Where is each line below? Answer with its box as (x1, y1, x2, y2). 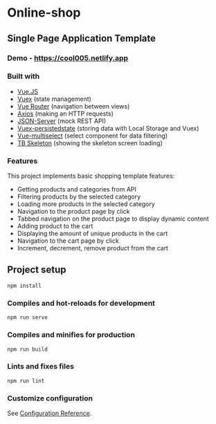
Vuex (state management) (17, 95, 92, 103)
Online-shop (7, 5, 81, 21)
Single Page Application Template (7, 33, 156, 44)
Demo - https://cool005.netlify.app (7, 53, 129, 63)
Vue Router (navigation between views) (17, 102, 130, 110)
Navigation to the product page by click (17, 208, 130, 216)
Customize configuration (7, 393, 93, 403)
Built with (7, 71, 40, 81)
